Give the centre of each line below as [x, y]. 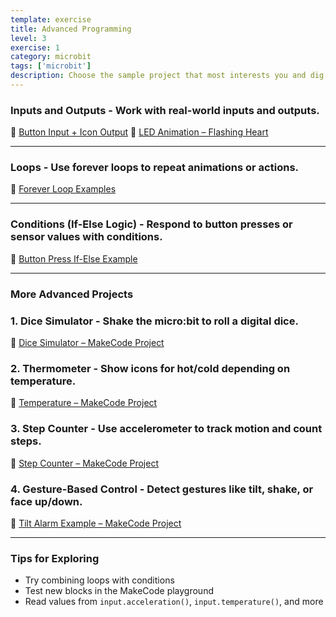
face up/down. [46, 501]
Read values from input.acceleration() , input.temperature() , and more [174, 602]
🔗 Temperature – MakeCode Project [84, 403]
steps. [26, 441]
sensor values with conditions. [86, 237]
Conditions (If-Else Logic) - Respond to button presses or [151, 224]
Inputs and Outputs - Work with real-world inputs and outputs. [165, 110]
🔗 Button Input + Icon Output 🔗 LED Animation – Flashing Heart [139, 132]
